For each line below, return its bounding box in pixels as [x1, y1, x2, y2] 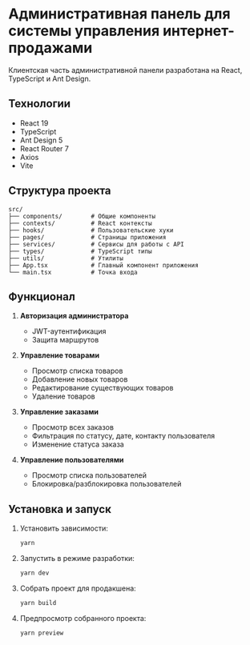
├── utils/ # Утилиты [8, 254, 124, 262]
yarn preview [19, 629, 64, 637]
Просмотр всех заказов [31, 423, 115, 432]
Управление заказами [19, 407, 99, 417]
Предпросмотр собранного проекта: [19, 613, 147, 623]
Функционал [8, 290, 76, 303]
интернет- [163, 22, 235, 40]
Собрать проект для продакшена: [19, 583, 136, 593]
